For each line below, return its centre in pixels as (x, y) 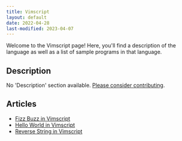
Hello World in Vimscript (45, 125)
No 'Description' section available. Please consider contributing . (86, 85)
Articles (22, 104)
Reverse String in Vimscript (49, 131)
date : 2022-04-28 (28, 23)
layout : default (26, 17)
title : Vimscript (28, 12)
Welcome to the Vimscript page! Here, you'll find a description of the (91, 46)
